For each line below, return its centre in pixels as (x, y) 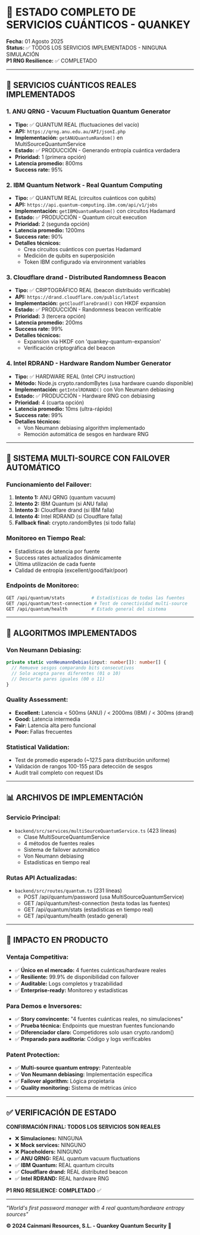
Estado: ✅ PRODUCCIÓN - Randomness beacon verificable (88, 309)
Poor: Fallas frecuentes (43, 731)
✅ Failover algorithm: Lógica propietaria (65, 1081)
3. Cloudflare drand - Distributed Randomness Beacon (86, 277)
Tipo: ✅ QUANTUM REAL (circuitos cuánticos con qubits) (85, 198)
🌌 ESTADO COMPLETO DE (71, 12)
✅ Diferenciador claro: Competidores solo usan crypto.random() (94, 1033)
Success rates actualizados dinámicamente (68, 557)
